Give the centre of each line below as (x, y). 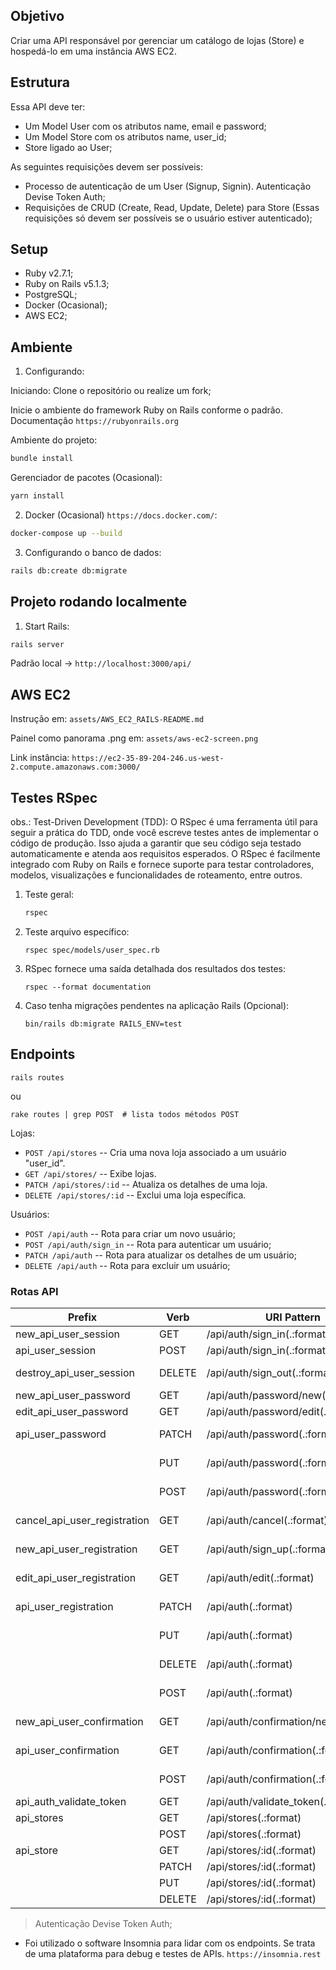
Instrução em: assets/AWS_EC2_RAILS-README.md (107, 719)
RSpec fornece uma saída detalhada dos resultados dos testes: (155, 968)
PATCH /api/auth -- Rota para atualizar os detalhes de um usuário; (160, 1255)
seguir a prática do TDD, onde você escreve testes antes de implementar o (164, 833)
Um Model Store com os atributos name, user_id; (125, 136)
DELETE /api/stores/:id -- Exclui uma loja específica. (135, 1195)
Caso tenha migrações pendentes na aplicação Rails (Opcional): (157, 1005)
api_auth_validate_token (71, 1802)
